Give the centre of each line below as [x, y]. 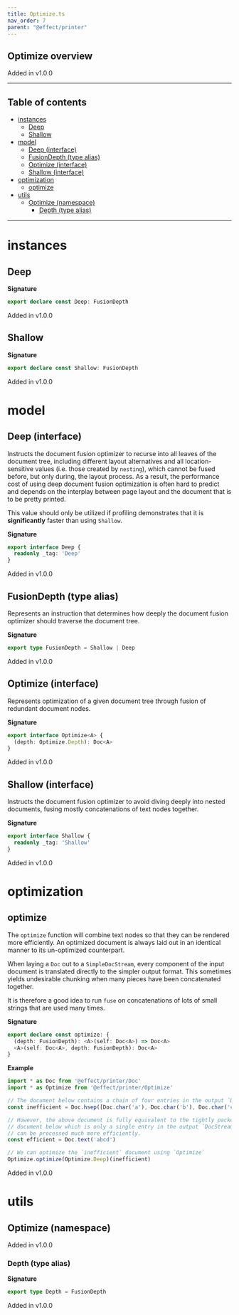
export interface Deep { [44, 547]
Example [21, 1068]
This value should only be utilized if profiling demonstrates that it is [106, 512]
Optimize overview [50, 56]
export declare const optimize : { [59, 1035]
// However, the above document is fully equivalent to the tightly [111, 1120]
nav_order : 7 [27, 21]
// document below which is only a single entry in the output [103, 1126]
